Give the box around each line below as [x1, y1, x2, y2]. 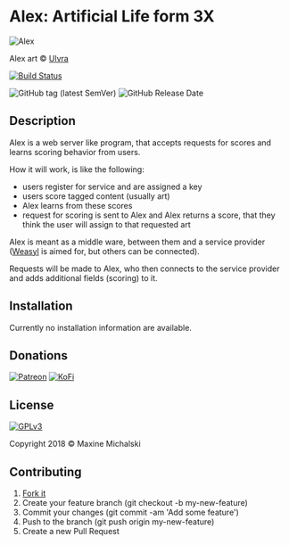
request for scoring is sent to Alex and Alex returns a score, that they [21, 210, 276, 220]
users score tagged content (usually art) [21, 190, 171, 202]
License [9, 397, 54, 412]
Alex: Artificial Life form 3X [9, 6, 215, 27]
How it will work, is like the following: [9, 163, 144, 175]
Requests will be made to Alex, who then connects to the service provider [9, 263, 280, 274]
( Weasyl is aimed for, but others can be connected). [9, 245, 201, 256]
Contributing [9, 464, 82, 479]
